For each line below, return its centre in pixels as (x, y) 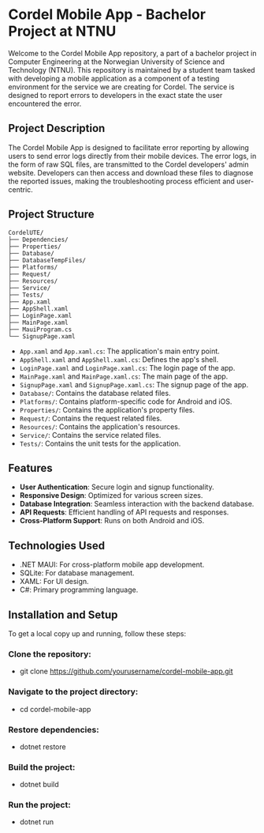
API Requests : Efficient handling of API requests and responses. (124, 512)
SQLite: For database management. (77, 573)
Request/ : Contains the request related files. (91, 418)
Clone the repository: (50, 654)
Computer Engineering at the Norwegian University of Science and (117, 62)
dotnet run (37, 822)
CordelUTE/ (26, 232)
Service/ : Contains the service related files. (90, 435)
